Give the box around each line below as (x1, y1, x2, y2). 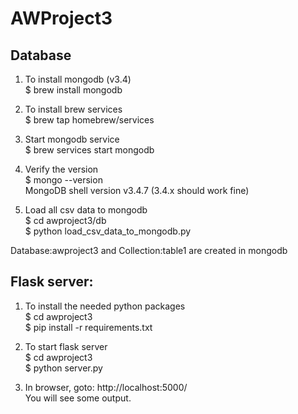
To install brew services (24, 103, 123, 115)
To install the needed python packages (24, 300, 186, 312)
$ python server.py (24, 362, 103, 374)
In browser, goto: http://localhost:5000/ (24, 381, 188, 393)
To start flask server (24, 340, 108, 352)
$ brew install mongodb (24, 84, 123, 96)
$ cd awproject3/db (24, 215, 107, 226)
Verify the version (24, 163, 99, 175)
